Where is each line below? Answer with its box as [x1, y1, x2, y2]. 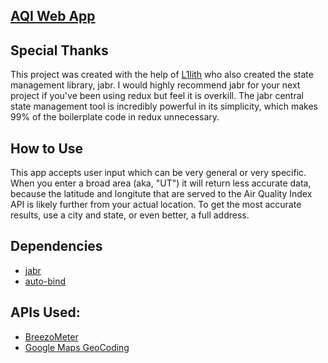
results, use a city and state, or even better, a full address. [10, 209, 250, 221]
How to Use [10, 140, 84, 157]
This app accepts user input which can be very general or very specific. [10, 167, 307, 179]
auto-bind [24, 275, 67, 287]
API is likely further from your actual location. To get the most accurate [10, 199, 302, 211]
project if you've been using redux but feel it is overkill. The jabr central [10, 90, 304, 102]
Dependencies [10, 238, 103, 255]
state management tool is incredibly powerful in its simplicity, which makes [10, 100, 318, 113]
